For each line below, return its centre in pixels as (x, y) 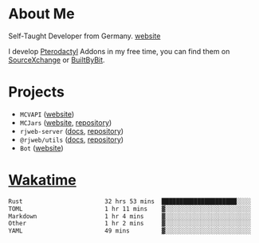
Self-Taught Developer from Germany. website (84, 36)
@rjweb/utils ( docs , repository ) (72, 139)
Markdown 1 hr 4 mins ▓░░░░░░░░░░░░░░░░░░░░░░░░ (129, 216)
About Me (41, 14)
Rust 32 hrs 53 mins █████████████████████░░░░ (129, 201)
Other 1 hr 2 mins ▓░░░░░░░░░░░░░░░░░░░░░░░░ (129, 224)
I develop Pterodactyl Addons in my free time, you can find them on (119, 51)
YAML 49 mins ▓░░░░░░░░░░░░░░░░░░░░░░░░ (129, 231)
